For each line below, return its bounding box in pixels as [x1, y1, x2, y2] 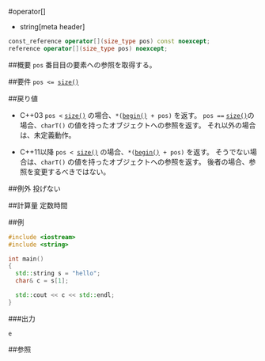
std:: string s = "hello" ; [15, 269, 101, 278]
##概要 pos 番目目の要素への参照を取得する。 [8, 59, 157, 70]
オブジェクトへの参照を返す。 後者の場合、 [108, 157, 249, 166]
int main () [8, 255, 44, 263]
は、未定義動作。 [19, 130, 76, 139]
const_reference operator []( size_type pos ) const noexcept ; [8, 37, 211, 45]
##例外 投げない [8, 184, 61, 193]
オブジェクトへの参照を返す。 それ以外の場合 [108, 120, 256, 130]
